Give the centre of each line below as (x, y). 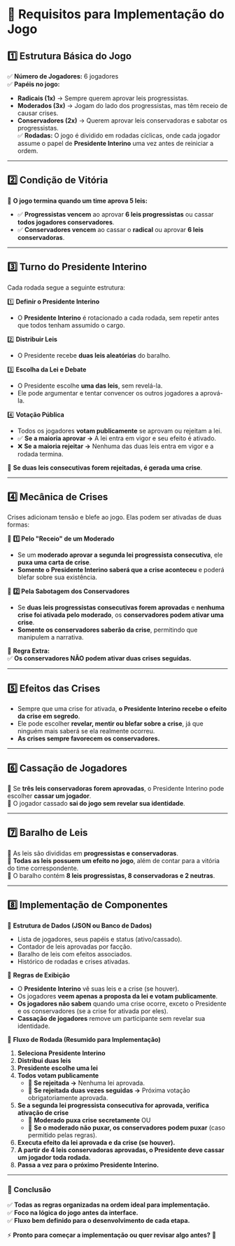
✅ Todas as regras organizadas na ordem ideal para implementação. (109, 1205)
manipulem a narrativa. (50, 637)
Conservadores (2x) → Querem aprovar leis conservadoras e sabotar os (122, 121)
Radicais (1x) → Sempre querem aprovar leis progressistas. (103, 98)
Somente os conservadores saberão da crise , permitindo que (107, 630)
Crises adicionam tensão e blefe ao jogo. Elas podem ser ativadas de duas (115, 517)
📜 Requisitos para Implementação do (116, 14)
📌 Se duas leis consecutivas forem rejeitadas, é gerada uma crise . (105, 467)
